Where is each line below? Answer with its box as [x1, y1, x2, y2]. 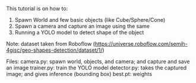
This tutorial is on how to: [6, 5, 68, 12]
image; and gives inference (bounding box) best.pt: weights [6, 71, 153, 77]
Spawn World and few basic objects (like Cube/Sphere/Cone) [14, 16, 166, 23]
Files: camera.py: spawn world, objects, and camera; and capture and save [6, 58, 190, 65]
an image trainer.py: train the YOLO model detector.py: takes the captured [6, 64, 187, 71]
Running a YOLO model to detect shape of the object [14, 29, 144, 36]
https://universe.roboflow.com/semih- [94, 41, 188, 47]
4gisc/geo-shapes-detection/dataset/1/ [6, 47, 103, 54]
